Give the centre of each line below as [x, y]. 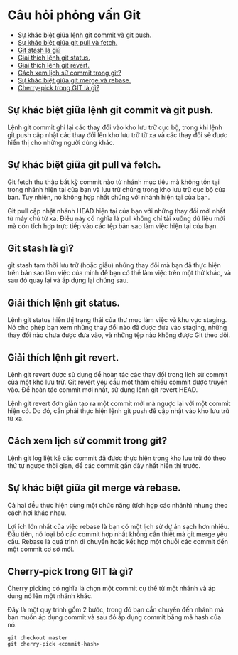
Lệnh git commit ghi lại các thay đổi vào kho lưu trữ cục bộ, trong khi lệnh [115, 127]
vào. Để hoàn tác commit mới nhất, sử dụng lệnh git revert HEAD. [103, 390]
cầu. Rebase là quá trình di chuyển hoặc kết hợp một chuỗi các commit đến [118, 541]
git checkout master [38, 638]
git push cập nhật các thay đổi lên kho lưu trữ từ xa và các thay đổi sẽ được [118, 134]
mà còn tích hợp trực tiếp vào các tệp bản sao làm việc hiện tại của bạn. [113, 226]
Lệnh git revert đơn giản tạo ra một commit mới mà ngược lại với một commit [119, 403]
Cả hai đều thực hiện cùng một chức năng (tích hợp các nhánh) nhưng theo [118, 505]
